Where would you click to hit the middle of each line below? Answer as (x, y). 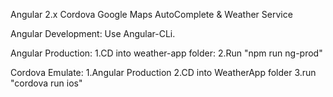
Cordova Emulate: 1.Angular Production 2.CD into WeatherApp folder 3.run (163, 72)
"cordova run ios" (46, 83)
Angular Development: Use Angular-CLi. (93, 33)
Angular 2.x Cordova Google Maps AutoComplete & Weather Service (151, 14)
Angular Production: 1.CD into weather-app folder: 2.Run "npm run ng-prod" (166, 53)
